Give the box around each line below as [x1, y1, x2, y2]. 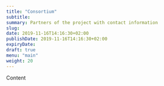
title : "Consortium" [6, 8, 58, 15]
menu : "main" [6, 52, 39, 58]
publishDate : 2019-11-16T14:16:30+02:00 [6, 36, 108, 42]
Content [6, 74, 26, 81]
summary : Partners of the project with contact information [6, 19, 159, 25]
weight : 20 [6, 58, 33, 64]
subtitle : [6, 14, 31, 20]
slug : [6, 25, 20, 31]
